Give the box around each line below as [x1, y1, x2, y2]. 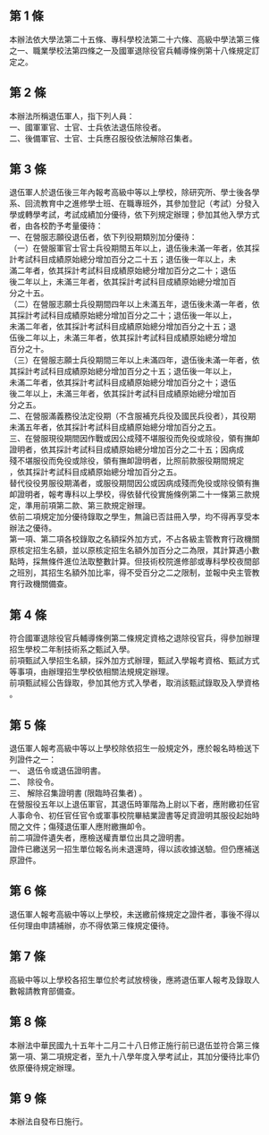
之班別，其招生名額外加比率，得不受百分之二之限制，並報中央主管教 [9, 567, 260, 578]
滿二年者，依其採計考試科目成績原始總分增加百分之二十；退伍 [9, 265, 237, 276]
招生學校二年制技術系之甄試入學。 [9, 644, 135, 655]
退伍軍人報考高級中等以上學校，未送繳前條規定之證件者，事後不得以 [9, 909, 260, 919]
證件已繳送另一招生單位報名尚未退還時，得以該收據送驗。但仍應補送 [9, 844, 260, 855]
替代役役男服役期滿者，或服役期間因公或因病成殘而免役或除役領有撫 [9, 478, 260, 489]
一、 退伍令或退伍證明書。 [9, 765, 105, 776]
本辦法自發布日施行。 [9, 1116, 88, 1127]
